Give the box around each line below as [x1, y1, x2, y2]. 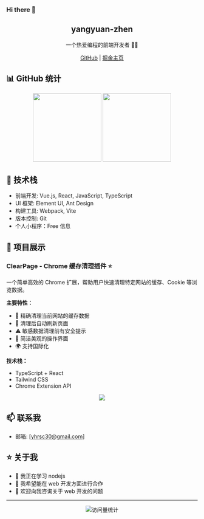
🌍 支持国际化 [15, 343, 49, 350]
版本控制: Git [15, 215, 47, 222]
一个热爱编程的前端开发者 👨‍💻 [66, 41, 138, 48]
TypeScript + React [15, 369, 64, 377]
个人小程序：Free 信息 [15, 222, 71, 230]
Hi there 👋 [6, 5, 36, 14]
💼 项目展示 [6, 242, 46, 252]
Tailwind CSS [15, 376, 49, 383]
